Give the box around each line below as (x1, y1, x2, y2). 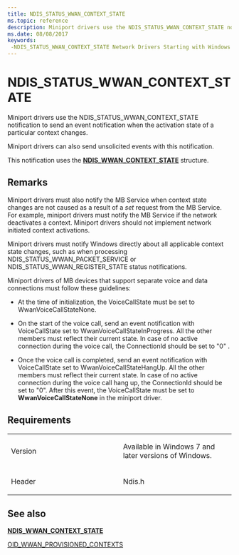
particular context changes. (7, 128, 88, 136)
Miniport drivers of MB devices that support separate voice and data (7, 276, 208, 285)
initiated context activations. (7, 225, 90, 234)
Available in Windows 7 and (123, 442, 216, 452)
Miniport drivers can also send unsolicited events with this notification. (7, 142, 215, 151)
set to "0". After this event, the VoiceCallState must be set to (17, 386, 195, 394)
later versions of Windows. (123, 450, 212, 460)
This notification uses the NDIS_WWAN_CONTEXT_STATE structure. (7, 156, 209, 164)
